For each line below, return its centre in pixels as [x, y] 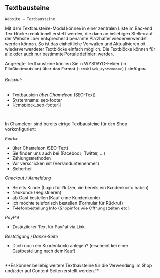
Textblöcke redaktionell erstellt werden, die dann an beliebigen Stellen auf [79, 33]
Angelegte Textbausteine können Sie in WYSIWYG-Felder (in [65, 63]
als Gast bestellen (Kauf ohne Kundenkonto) [56, 198]
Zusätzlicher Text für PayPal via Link [48, 227]
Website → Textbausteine [30, 19]
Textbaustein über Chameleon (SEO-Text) [54, 95]
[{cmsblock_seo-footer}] [37, 105]
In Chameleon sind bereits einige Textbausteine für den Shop [66, 124]
